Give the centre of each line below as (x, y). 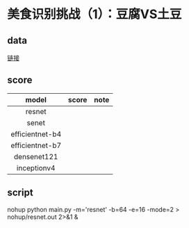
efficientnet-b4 (36, 134)
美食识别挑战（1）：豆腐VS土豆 (94, 14)
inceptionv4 (36, 168)
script (20, 193)
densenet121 (36, 156)
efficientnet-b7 (36, 145)
